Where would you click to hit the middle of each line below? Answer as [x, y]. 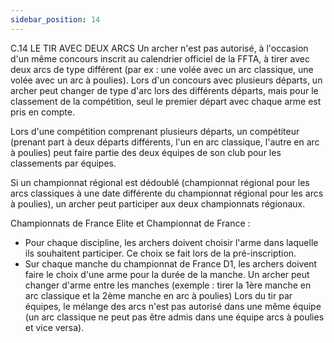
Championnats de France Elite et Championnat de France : [130, 223]
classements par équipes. [63, 163]
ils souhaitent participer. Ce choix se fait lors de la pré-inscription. [160, 253]
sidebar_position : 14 [55, 19]
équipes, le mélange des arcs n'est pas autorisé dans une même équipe [173, 306]
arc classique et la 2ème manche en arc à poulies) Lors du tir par [158, 295]
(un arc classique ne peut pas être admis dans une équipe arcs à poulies [174, 317]
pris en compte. [42, 112]
